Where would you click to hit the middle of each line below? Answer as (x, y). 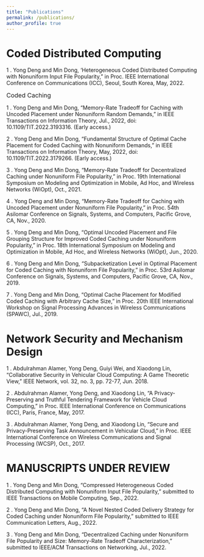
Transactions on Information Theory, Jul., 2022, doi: (72, 121)
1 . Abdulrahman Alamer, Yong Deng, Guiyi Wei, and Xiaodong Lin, (89, 368)
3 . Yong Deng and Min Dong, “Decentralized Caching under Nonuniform (97, 535)
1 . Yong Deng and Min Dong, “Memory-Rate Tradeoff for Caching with (95, 108)
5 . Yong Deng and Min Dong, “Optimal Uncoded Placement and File (92, 232)
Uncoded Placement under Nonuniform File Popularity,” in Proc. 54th (93, 208)
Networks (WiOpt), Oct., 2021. (44, 190)
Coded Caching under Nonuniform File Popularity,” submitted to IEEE (93, 516)
